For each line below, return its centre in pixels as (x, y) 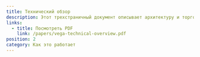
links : (14, 23)
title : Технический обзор (38, 12)
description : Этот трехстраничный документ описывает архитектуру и (93, 17)
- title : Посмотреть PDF (42, 28)
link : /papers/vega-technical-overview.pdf (72, 34)
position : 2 (21, 39)
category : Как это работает (41, 45)
